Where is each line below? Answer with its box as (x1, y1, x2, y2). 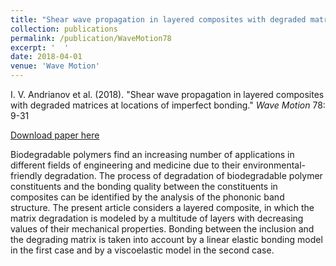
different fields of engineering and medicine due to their (10, 159, 241, 171)
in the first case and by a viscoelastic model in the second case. (10, 244, 275, 256)
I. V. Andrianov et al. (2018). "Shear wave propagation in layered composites (10, 89, 325, 100)
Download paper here (10, 129, 100, 141)
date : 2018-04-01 (10, 52, 83, 62)
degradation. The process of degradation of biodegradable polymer (44, 170, 323, 181)
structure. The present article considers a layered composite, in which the (10, 202, 315, 213)
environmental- (242, 159, 307, 171)
